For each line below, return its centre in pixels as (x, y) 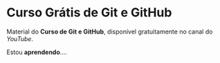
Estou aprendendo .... (37, 52)
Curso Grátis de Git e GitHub (89, 13)
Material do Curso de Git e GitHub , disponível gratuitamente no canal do (110, 32)
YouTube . (20, 38)
